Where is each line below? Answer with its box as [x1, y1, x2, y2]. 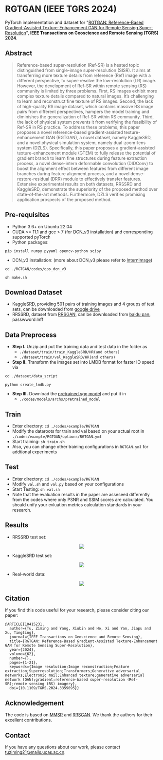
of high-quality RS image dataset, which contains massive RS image [17, 103, 154, 109]
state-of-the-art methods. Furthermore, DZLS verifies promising [17, 191, 145, 197]
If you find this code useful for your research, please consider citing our [5, 607, 149, 613]
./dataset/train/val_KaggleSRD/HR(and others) [19, 355, 116, 360]
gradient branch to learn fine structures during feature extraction [17, 155, 147, 161]
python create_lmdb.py [5, 382, 51, 388]
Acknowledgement [5, 699, 64, 707]
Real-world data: [12, 571, 46, 577]
